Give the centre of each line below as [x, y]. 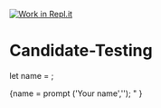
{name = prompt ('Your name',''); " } [76, 93]
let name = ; [32, 75]
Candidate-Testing [81, 51]
